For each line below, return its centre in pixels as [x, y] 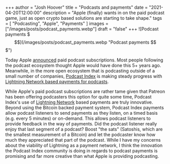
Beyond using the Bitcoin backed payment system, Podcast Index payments [84, 108]
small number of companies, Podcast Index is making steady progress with [84, 76]
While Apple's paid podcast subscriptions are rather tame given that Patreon [85, 91]
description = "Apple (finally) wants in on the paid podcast [104, 13]
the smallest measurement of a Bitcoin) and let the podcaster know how [80, 135]
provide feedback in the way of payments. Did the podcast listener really [81, 124]
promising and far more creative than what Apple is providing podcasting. [82, 156]
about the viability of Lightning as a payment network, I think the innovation [84, 145]
